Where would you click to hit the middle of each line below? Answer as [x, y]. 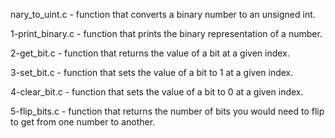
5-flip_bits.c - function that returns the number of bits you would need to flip [167, 111]
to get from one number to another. [83, 122]
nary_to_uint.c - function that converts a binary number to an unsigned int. [163, 14]
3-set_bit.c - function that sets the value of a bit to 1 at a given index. [152, 72]
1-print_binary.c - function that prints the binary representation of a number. [166, 33]
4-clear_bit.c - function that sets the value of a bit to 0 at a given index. [157, 92]
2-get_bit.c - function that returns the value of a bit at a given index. [150, 53]
